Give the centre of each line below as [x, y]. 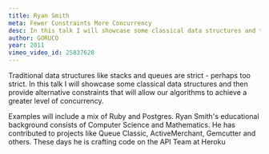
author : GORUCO [34, 38]
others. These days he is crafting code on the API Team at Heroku [117, 142]
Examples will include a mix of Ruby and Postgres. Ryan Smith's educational [134, 116]
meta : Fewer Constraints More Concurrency [80, 23]
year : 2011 [26, 45]
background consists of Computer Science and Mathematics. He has [122, 125]
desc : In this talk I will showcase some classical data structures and [132, 30]
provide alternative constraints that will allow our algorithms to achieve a [128, 92]
